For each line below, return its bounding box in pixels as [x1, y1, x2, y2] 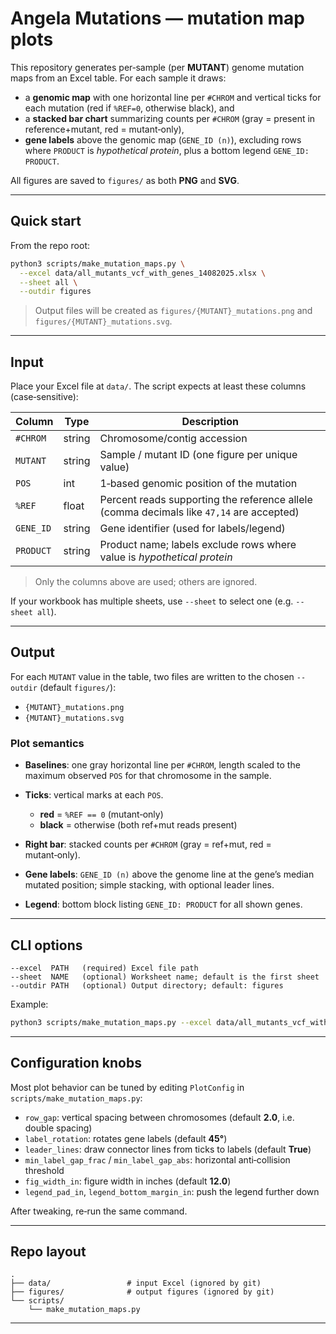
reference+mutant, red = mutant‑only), [24, 123, 185, 135]
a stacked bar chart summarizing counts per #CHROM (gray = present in [24, 112, 316, 124]
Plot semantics [10, 736, 85, 750]
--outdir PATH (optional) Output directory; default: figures [10, 980, 284, 991]
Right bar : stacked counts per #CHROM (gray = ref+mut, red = [24, 838, 272, 851]
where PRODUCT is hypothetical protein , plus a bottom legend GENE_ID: [24, 144, 310, 156]
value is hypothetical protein [99, 550, 233, 564]
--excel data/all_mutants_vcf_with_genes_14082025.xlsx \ [19, 268, 267, 278]
